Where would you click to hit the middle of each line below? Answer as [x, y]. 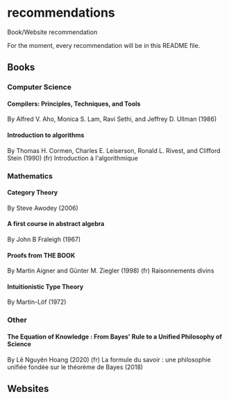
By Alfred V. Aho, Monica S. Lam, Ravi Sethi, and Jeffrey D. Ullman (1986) [112, 119]
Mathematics [30, 176]
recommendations [61, 13]
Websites [28, 388]
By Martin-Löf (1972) [37, 302]
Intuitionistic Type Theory [45, 286]
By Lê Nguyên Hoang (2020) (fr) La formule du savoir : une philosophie [109, 359]
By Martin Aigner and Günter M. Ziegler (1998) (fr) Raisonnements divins [111, 271]
